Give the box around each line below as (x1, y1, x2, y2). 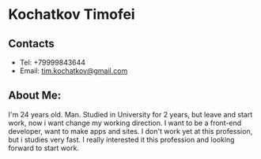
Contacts (8, 37, 55, 50)
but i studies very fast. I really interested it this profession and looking (8, 135, 235, 144)
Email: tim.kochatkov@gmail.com (19, 66, 128, 76)
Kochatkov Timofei (8, 6, 136, 24)
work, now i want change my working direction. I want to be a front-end (8, 118, 242, 128)
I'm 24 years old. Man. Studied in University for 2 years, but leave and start (8, 109, 253, 119)
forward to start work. (8, 143, 79, 153)
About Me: (8, 89, 62, 102)
